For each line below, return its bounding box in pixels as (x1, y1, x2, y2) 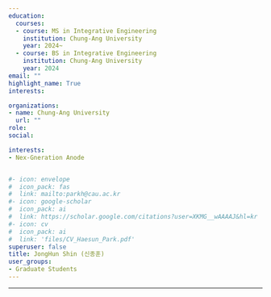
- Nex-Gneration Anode (8, 153, 85, 161)
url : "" (15, 116, 42, 125)
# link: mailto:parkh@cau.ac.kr (8, 190, 121, 199)
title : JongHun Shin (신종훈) (8, 250, 105, 258)
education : (8, 11, 45, 20)
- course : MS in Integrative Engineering (15, 27, 157, 35)
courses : (15, 19, 45, 27)
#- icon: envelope (8, 175, 70, 183)
